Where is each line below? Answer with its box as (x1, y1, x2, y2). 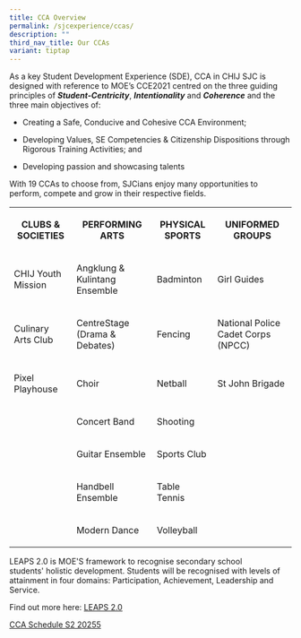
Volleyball (156, 524, 198, 537)
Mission (13, 279, 47, 291)
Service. (9, 584, 40, 596)
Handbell (75, 480, 115, 493)
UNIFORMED (225, 219, 280, 231)
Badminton (156, 273, 203, 286)
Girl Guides (217, 273, 264, 286)
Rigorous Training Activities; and (21, 144, 142, 155)
